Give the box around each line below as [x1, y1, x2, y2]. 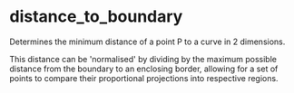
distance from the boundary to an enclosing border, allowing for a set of [9, 63, 279, 74]
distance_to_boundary [9, 6, 183, 27]
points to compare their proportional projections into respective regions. [9, 72, 279, 83]
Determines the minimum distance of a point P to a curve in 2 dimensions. [9, 36, 286, 47]
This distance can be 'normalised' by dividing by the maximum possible [9, 53, 277, 64]
